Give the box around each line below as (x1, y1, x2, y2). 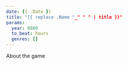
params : (6, 19, 25, 25)
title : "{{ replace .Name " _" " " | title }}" (6, 14, 123, 20)
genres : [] (11, 36, 38, 42)
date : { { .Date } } (6, 8, 51, 15)
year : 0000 (11, 25, 38, 31)
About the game (6, 53, 45, 59)
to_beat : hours (11, 31, 49, 37)
